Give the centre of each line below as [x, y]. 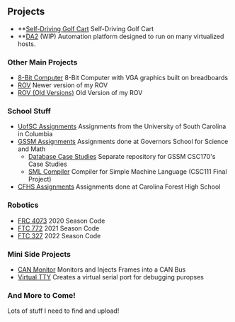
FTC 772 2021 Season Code [58, 228]
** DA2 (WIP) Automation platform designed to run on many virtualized [121, 36]
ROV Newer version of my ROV [63, 85]
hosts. [27, 44]
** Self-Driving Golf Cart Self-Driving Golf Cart [86, 28]
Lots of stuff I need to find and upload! [63, 311]
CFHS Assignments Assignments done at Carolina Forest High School [119, 187]
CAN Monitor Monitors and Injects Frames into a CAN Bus [102, 270]
